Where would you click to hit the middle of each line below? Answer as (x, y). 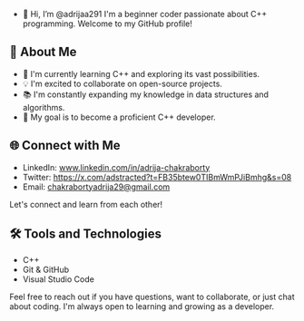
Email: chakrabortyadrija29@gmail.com (96, 187)
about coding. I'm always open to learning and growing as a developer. (142, 306)
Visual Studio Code (59, 279)
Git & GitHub (46, 270)
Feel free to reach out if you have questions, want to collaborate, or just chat (152, 297)
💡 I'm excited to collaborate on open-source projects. (122, 83)
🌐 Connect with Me (65, 146)
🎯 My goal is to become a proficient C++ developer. (119, 117)
